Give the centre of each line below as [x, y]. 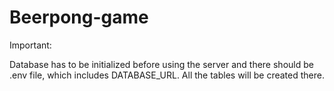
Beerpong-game [79, 17]
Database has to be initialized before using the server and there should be [161, 64]
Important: [30, 45]
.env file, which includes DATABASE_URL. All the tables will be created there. [167, 75]
